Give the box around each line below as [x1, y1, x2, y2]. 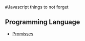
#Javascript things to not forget [5, 4, 69, 10]
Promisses [12, 31, 34, 37]
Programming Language [5, 18, 81, 26]
